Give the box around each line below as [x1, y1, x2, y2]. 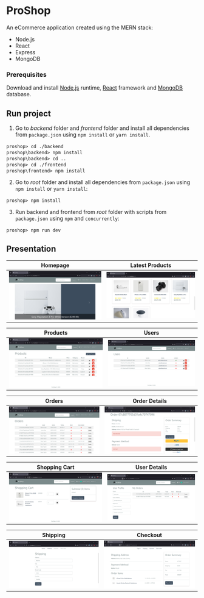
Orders [45, 397, 64, 404]
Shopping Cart [36, 463, 75, 471]
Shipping [42, 531, 66, 538]
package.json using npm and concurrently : [15, 215, 120, 222]
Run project [6, 108, 52, 119]
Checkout [136, 531, 162, 538]
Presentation [6, 244, 56, 254]
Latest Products [130, 262, 172, 269]
